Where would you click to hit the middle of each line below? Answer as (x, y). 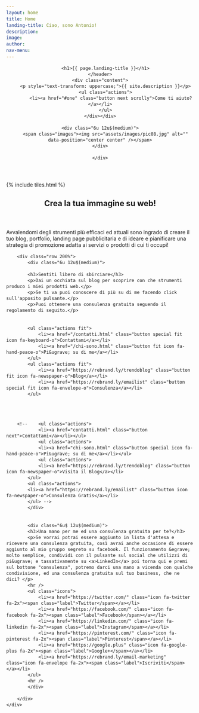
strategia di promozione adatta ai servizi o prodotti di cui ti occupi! (87, 245)
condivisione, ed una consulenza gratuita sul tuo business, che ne (93, 574)
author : (16, 44)
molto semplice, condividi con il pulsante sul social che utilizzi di (97, 556)
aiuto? (184, 98)
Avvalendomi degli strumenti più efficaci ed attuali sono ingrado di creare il (98, 232)
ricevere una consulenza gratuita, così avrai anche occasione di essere (100, 544)
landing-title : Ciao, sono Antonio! (52, 25)
